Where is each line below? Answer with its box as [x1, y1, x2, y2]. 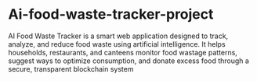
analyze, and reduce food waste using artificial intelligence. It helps [8, 39, 226, 48]
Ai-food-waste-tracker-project [8, 5, 214, 23]
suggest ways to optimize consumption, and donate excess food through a [8, 56, 249, 65]
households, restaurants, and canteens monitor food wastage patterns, [8, 48, 237, 57]
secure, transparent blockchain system [8, 64, 134, 73]
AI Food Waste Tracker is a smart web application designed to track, [8, 31, 229, 40]
